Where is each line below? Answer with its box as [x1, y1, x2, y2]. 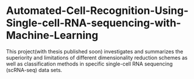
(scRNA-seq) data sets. [6, 66, 63, 73]
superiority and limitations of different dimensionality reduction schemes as [6, 54, 188, 61]
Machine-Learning [6, 29, 98, 42]
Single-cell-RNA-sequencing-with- [6, 16, 181, 30]
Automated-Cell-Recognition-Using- [6, 4, 189, 17]
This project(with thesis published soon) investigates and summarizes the [6, 48, 183, 55]
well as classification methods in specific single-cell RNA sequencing [6, 60, 173, 67]
